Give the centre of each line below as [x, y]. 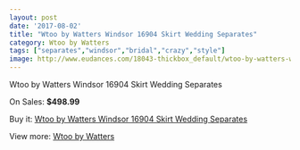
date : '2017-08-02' [46, 26]
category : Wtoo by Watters [59, 42]
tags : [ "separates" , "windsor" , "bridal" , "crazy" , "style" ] [117, 51]
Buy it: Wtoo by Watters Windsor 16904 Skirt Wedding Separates [129, 119]
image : [21, 59]
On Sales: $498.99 [45, 102]
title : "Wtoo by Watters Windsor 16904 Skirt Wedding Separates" [133, 34]
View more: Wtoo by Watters [62, 136]
